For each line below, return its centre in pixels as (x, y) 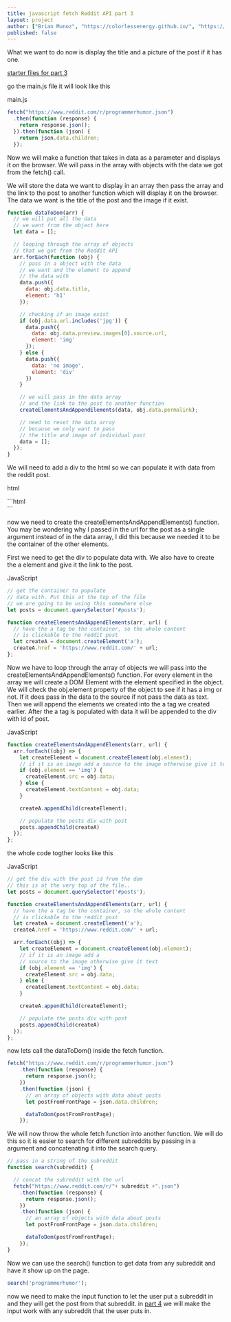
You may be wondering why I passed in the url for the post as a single (106, 529)
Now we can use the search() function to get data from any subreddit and (111, 1263)
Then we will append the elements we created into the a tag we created (109, 704)
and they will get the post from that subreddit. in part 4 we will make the (109, 1303)
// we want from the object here (61, 225)
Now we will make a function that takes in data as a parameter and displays (114, 157)
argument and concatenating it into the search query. (82, 1148)
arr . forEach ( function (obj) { (56, 257)
